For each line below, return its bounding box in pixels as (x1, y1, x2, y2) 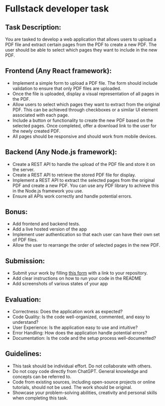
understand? (12, 319, 39, 325)
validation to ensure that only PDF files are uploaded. (12, 85, 122, 91)
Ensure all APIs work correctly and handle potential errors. (12, 193, 133, 199)
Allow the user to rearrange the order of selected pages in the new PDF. (12, 242, 161, 248)
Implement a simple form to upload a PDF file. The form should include (12, 80, 158, 86)
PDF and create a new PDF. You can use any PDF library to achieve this (12, 182, 159, 188)
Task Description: (5, 23, 61, 32)
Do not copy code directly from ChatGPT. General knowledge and (12, 368, 148, 374)
